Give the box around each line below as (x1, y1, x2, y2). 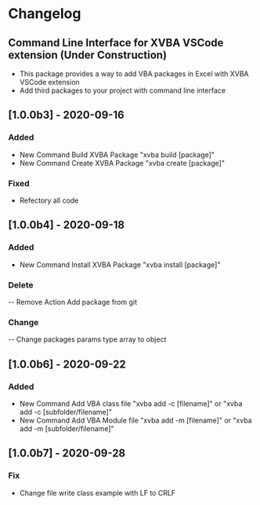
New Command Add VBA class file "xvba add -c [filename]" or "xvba (19, 398, 243, 408)
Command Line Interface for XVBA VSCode (8, 36, 224, 49)
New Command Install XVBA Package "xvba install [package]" (19, 260, 221, 269)
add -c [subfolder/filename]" (19, 407, 112, 416)
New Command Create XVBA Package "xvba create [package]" (19, 158, 226, 167)
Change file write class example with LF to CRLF (19, 488, 176, 497)
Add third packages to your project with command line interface (19, 86, 226, 95)
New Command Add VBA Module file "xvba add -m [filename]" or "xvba (19, 415, 252, 425)
